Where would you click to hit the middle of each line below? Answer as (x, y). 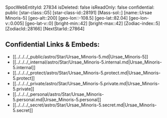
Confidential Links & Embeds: (52, 45)
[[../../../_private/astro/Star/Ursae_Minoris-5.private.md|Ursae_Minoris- (86, 83)
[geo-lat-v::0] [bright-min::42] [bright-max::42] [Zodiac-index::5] (93, 23)
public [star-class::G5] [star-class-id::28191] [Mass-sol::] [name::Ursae (79, 13)
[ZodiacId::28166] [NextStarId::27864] (45, 29)
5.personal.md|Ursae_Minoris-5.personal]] (57, 99)
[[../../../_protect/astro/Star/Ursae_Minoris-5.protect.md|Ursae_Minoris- (87, 73)
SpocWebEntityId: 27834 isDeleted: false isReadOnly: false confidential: (80, 7)
